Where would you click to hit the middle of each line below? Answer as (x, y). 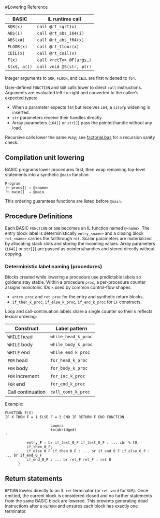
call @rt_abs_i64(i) (61, 33)
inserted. (21, 112)
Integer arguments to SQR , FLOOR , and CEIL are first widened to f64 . (71, 78)
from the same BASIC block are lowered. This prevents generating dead (77, 501)
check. (12, 142)
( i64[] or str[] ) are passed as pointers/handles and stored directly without (80, 249)
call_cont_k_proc (70, 392)
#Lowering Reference (27, 7)
